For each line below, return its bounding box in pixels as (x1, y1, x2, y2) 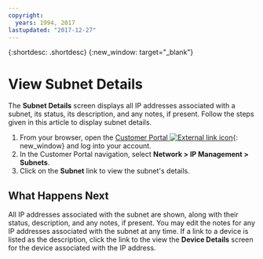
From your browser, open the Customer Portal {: (19, 133, 238, 142)
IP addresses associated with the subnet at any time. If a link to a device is (8, 227, 249, 236)
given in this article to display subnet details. (8, 118, 152, 127)
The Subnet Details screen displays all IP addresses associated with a (8, 101, 236, 111)
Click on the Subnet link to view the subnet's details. (19, 166, 191, 176)
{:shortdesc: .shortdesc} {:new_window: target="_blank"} (8, 48, 194, 57)
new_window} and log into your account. (19, 141, 152, 151)
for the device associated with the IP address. (8, 243, 156, 253)
